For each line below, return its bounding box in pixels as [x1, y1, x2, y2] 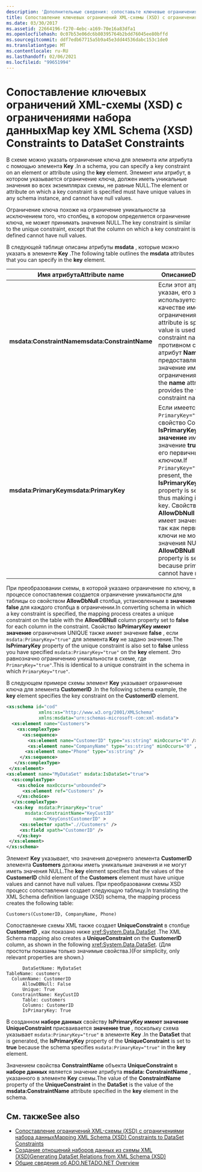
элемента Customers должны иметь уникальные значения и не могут [6, 861, 187, 868]
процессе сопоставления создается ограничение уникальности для [6, 591, 182, 598]
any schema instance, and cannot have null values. [6, 195, 133, 202]
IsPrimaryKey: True [22, 1008, 71, 1014]
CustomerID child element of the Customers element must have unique [6, 874, 185, 881]
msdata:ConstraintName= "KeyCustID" [25, 811, 114, 817]
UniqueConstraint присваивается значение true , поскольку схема [6, 1024, 179, 1032]
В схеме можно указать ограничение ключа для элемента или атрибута [6, 156, 193, 163]
